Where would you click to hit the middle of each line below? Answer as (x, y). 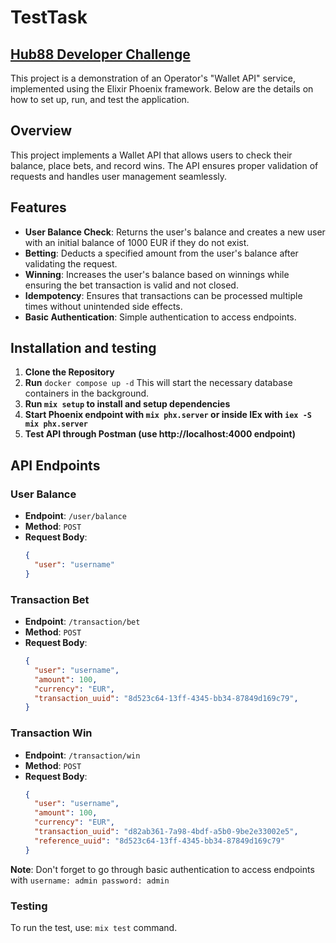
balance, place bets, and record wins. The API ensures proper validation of (164, 165)
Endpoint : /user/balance (75, 516)
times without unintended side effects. (103, 306)
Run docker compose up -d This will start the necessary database (158, 383)
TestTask (49, 17)
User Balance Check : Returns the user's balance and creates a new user (175, 232)
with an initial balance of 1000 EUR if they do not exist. (137, 242)
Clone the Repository (69, 372)
